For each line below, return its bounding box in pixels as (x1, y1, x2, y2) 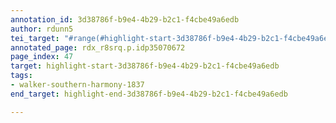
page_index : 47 (10, 52, 74, 62)
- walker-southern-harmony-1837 (10, 80, 145, 90)
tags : (10, 71, 33, 81)
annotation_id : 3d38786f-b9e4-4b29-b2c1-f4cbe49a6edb (10, 14, 240, 25)
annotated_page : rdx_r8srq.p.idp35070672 (10, 42, 186, 53)
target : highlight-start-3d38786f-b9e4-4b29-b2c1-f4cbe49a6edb (10, 61, 280, 71)
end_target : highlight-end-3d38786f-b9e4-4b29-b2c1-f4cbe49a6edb (10, 89, 288, 99)
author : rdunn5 (10, 24, 74, 34)
